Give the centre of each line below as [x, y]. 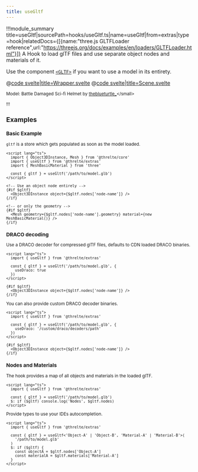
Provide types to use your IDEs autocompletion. [54, 414]
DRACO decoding [27, 234]
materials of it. [24, 60]
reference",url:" [25, 47]
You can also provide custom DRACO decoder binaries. [62, 304]
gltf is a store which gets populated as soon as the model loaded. [73, 144]
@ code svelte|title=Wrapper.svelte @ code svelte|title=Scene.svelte [88, 83]
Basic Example [24, 134]
